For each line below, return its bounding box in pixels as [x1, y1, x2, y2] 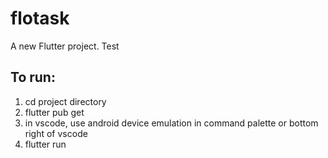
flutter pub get [24, 106, 85, 118]
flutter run [24, 138, 67, 150]
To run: [10, 69, 56, 86]
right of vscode [24, 127, 88, 139]
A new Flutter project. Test [10, 40, 120, 52]
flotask [10, 7, 70, 30]
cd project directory [24, 95, 107, 107]
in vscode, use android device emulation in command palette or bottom [24, 117, 319, 129]
